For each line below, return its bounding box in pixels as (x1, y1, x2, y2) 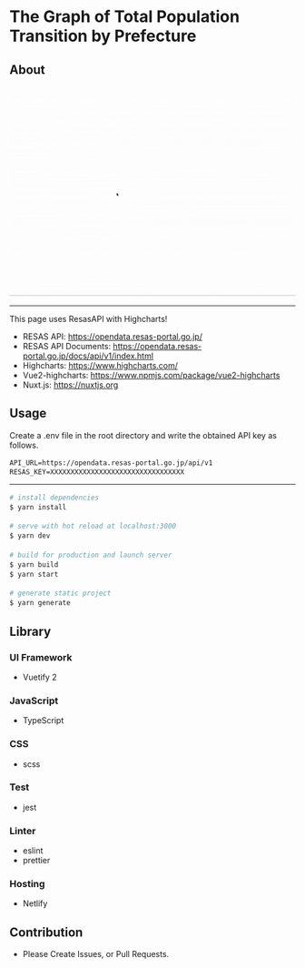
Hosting (9, 878, 45, 891)
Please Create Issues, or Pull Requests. (22, 949, 170, 960)
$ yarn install (9, 502, 67, 511)
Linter (9, 824, 36, 837)
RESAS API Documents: (22, 340, 112, 351)
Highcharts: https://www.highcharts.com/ (22, 359, 179, 370)
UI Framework (9, 650, 73, 663)
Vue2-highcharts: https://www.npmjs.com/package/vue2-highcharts (22, 369, 280, 380)
